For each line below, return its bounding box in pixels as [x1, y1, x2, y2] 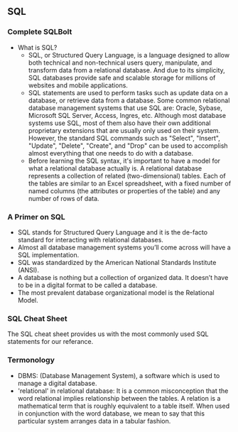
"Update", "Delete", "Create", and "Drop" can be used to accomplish [28, 141, 229, 150]
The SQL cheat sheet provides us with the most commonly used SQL [7, 330, 210, 338]
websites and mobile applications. [28, 81, 128, 90]
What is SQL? [17, 43, 58, 52]
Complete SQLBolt [7, 27, 72, 37]
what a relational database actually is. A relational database [28, 163, 202, 173]
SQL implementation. [17, 250, 80, 259]
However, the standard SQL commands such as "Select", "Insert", [28, 134, 220, 142]
